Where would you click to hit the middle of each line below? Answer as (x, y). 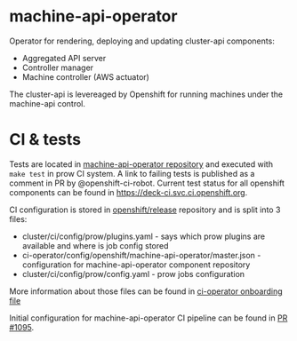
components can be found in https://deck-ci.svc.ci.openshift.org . (128, 192)
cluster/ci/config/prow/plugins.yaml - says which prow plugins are (144, 236)
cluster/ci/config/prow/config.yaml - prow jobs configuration (133, 274)
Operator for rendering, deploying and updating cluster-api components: (142, 41)
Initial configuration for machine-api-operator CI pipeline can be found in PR (148, 318)
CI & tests (45, 140)
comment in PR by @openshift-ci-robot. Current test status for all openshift (147, 183)
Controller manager (58, 67)
